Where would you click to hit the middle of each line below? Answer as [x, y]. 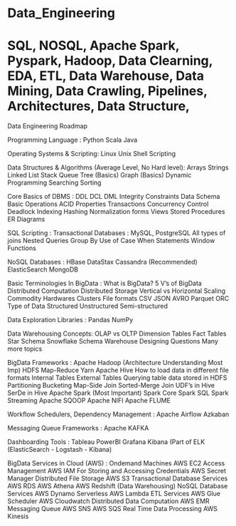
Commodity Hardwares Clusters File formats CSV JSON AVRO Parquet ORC [118, 299]
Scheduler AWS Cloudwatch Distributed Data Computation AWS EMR [108, 501]
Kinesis [18, 516]
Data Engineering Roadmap [47, 126]
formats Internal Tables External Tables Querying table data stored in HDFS [117, 378]
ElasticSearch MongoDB [43, 269]
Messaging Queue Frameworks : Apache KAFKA [78, 428]
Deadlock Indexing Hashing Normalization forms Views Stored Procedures [116, 212]
